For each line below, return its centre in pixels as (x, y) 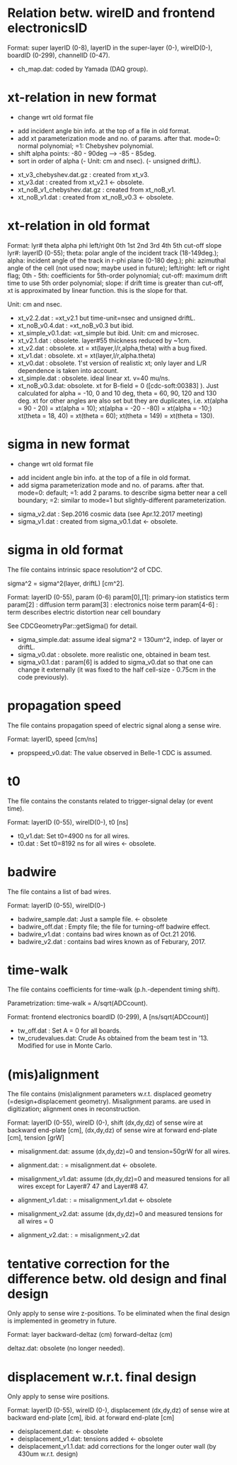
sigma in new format (69, 444)
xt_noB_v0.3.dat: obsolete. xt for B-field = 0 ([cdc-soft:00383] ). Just (118, 385)
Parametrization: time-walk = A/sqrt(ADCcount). (78, 1004)
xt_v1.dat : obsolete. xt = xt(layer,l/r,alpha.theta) (86, 355)
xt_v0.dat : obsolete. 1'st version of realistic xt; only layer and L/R (112, 363)
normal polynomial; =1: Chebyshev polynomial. (86, 146)
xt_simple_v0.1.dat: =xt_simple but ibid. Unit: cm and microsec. (108, 333)
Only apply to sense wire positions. (58, 1396)
